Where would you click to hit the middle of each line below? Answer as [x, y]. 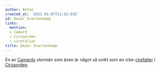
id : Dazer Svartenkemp [28, 18]
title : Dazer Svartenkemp [31, 46]
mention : [18, 28]
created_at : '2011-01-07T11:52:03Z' [42, 14]
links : [12, 23]
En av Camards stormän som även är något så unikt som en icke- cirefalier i [80, 59]
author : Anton [19, 9]
